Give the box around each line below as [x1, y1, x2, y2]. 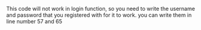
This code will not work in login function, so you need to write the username [6, 5, 195, 12]
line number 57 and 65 [6, 18, 62, 25]
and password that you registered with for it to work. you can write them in [6, 11, 192, 19]
